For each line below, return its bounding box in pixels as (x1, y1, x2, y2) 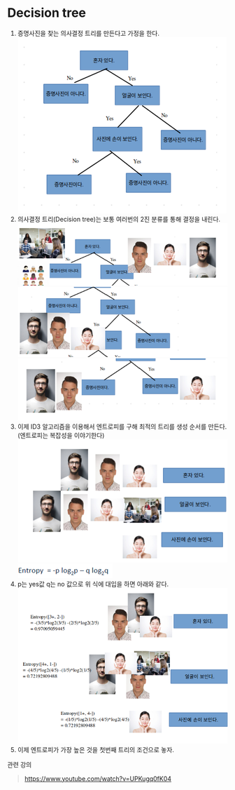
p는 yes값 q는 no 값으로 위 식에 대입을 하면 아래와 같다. (17, 580, 169, 589)
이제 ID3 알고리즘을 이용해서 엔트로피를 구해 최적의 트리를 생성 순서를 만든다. (17, 422, 227, 431)
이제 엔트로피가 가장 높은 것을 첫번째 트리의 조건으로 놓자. (17, 745, 175, 754)
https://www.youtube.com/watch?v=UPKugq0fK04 (24, 774, 172, 783)
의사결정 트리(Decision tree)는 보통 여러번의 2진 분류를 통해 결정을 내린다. (17, 215, 221, 223)
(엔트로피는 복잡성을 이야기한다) (17, 431, 105, 439)
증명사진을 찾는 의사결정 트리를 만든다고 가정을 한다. (17, 29, 159, 37)
